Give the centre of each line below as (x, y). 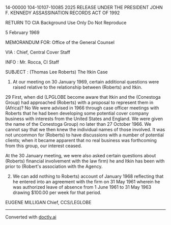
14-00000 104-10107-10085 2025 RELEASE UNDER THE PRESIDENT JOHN (84, 7)
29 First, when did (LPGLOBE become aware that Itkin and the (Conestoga (83, 97)
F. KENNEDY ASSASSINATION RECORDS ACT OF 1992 (63, 13)
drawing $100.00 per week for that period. (57, 192)
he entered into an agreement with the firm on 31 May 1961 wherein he (86, 182)
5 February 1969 (22, 32)
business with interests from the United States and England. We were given (84, 119)
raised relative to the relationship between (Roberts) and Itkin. (77, 87)
